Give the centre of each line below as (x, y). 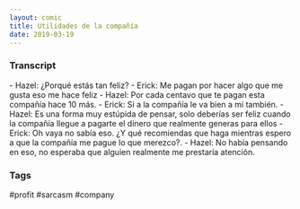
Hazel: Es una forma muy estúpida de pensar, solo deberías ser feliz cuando (150, 114)
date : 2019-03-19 (42, 34)
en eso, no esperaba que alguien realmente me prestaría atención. (132, 152)
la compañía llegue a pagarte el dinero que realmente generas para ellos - (146, 123)
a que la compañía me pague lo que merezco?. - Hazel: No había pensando (149, 142)
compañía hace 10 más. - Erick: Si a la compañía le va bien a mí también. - (147, 104)
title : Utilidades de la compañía (74, 26)
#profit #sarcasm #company (62, 195)
